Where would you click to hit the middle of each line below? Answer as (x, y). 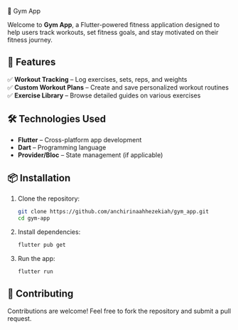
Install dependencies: (49, 232)
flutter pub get (42, 245)
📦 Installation (39, 178)
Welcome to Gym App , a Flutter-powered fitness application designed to (114, 25)
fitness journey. (30, 40)
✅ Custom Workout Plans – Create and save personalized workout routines (118, 87)
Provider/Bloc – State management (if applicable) (90, 155)
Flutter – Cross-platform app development (80, 139)
